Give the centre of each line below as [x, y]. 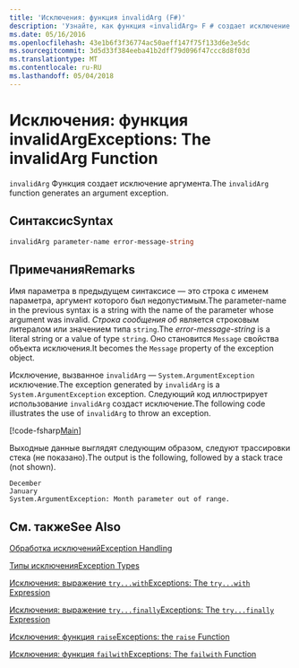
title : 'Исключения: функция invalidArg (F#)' [98, 17]
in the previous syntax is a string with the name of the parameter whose [142, 310]
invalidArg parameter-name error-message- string [102, 242]
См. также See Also [65, 527]
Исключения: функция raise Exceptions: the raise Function [120, 637]
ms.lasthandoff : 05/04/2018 [62, 76]
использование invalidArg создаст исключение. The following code [137, 403]
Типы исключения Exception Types [75, 565]
